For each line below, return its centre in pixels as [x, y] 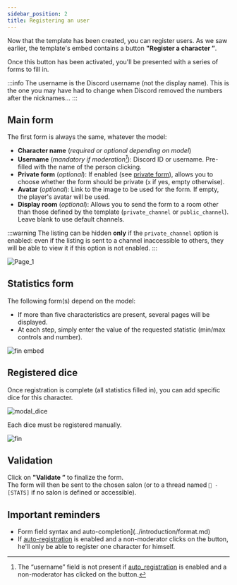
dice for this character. [40, 397]
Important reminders [54, 515]
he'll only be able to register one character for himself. [96, 547]
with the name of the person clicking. [88, 167]
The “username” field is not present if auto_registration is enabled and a [122, 567]
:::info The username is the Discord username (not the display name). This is [118, 83]
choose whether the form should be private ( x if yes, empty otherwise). [121, 181]
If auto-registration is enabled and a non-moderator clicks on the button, [123, 539]
